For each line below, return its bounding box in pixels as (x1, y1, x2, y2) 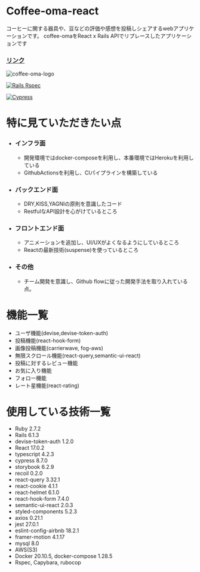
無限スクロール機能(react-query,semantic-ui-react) (14, 352, 141, 359)
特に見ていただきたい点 (6, 116, 122, 130)
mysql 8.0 (14, 540, 39, 547)
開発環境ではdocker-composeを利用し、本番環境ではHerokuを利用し (23, 154, 194, 161)
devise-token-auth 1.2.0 (14, 438, 74, 445)
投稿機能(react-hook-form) (14, 337, 81, 344)
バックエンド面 (14, 185, 59, 194)
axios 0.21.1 (14, 514, 43, 522)
